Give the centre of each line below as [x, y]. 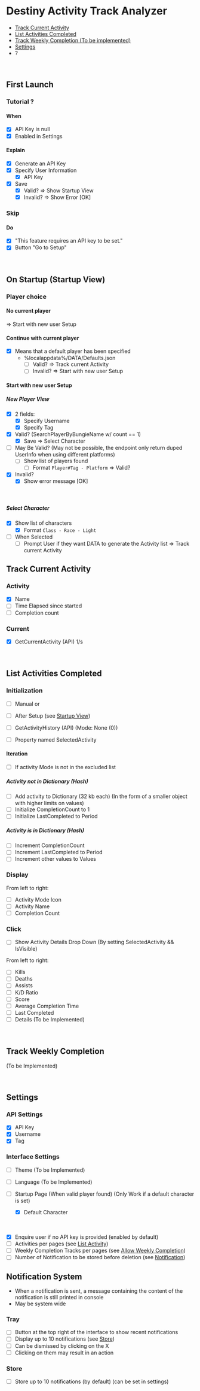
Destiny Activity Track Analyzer [87, 11]
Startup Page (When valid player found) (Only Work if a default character [104, 1194]
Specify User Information [46, 170]
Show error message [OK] [56, 481]
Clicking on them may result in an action [64, 1353]
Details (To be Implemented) [50, 1019]
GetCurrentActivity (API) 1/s [49, 642]
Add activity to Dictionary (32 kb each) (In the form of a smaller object [101, 796]
